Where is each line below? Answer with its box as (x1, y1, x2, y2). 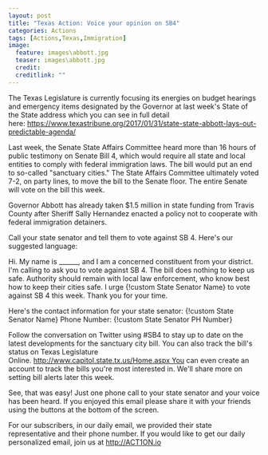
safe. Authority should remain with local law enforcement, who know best (8, 273, 250, 283)
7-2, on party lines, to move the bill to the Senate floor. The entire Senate (8, 176, 247, 186)
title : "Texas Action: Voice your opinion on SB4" (8, 19, 180, 27)
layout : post (8, 11, 52, 20)
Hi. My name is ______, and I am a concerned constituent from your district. (8, 256, 254, 266)
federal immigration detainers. (8, 217, 108, 227)
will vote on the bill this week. (8, 184, 105, 194)
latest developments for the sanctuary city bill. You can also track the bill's (8, 338, 253, 348)
